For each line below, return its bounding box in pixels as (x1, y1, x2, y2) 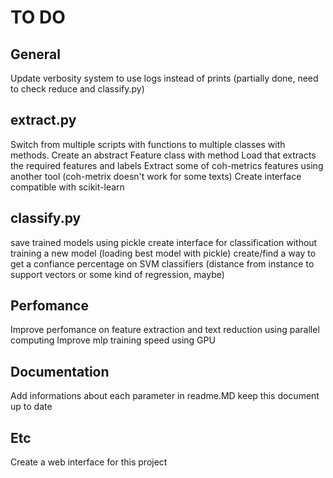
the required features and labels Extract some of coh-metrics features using (10, 159, 324, 171)
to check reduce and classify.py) (10, 83, 145, 95)
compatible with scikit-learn (10, 181, 125, 193)
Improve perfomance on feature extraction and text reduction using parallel (10, 324, 320, 336)
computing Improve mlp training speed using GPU (10, 334, 216, 346)
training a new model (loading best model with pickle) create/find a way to (10, 247, 317, 259)
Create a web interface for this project (10, 456, 168, 468)
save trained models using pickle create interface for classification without (10, 236, 318, 248)
